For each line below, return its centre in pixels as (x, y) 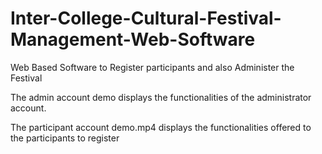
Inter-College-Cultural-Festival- (146, 18)
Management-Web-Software (133, 39)
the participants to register (65, 138)
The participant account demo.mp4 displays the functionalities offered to (161, 127)
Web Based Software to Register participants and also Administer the (152, 67)
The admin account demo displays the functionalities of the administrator (161, 97)
